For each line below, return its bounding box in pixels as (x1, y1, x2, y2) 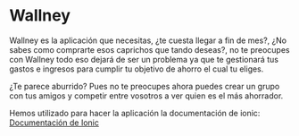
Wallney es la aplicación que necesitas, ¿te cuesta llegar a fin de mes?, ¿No (9, 35, 287, 46)
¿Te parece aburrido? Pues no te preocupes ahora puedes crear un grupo (9, 81, 280, 91)
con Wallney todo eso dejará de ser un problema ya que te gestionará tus (9, 54, 279, 64)
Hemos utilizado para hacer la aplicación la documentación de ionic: (9, 107, 261, 118)
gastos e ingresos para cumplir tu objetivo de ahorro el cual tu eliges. (9, 64, 264, 74)
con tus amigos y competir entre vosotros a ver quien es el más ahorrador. (9, 90, 284, 101)
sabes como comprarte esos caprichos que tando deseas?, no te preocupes (9, 44, 290, 55)
